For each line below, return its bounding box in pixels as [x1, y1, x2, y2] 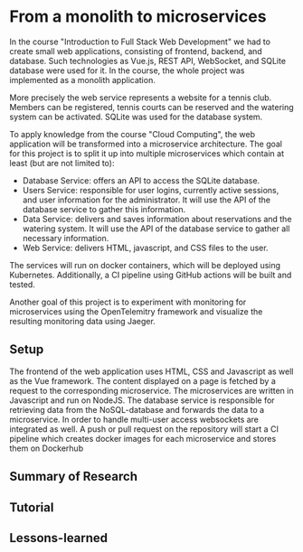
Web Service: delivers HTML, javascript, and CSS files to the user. [22, 242, 269, 253]
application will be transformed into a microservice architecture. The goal [9, 138, 283, 149]
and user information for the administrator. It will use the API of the [22, 194, 271, 205]
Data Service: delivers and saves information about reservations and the [22, 213, 292, 224]
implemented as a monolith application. [9, 74, 156, 85]
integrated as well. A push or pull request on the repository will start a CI [9, 423, 279, 435]
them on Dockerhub [9, 443, 84, 454]
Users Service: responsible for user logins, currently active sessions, [22, 184, 279, 195]
